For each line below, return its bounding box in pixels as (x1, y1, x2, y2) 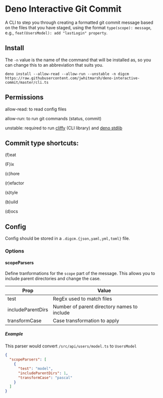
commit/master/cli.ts (5, 80, 49, 85)
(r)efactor (5, 180, 24, 186)
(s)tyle (5, 190, 18, 196)
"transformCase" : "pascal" (17, 375, 73, 380)
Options (5, 248, 24, 254)
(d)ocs (5, 208, 18, 215)
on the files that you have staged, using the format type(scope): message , (5, 24, 152, 30)
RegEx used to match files (52, 295, 113, 302)
